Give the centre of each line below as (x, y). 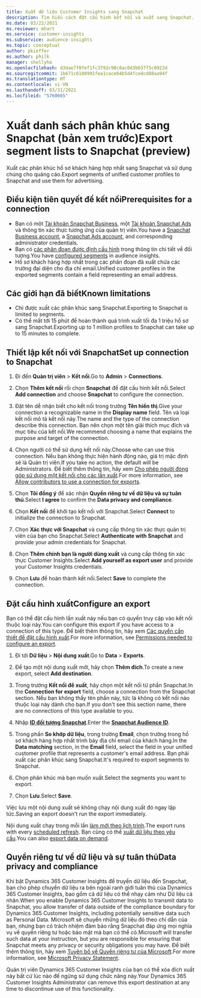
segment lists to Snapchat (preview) (98, 151)
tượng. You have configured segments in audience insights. (87, 255)
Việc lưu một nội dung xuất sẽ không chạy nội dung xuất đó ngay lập (91, 807)
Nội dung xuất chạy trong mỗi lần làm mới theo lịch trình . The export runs (96, 825)
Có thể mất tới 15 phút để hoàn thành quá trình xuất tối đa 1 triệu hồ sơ (102, 321)
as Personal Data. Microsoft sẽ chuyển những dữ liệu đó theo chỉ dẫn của (97, 919)
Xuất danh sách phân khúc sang (88, 126)
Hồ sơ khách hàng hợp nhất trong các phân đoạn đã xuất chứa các (97, 262)
